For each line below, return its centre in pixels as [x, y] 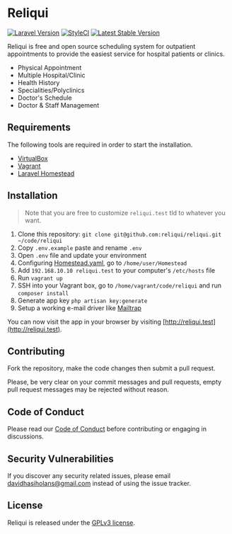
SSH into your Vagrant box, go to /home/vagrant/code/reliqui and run [119, 285]
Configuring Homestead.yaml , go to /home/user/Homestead [102, 263]
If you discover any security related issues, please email [89, 476]
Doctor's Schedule [45, 98]
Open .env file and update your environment [82, 255]
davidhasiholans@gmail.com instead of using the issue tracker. [99, 483]
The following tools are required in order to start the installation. [100, 144]
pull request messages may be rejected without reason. [88, 390]
